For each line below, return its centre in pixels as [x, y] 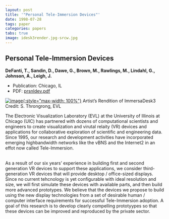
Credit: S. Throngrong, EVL [33, 106]
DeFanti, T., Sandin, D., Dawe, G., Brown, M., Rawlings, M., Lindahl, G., [80, 70]
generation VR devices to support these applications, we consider [74, 168]
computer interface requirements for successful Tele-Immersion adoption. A [84, 200]
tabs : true [17, 33]
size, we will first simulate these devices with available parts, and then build [84, 184]
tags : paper [18, 24]
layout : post [19, 10]
